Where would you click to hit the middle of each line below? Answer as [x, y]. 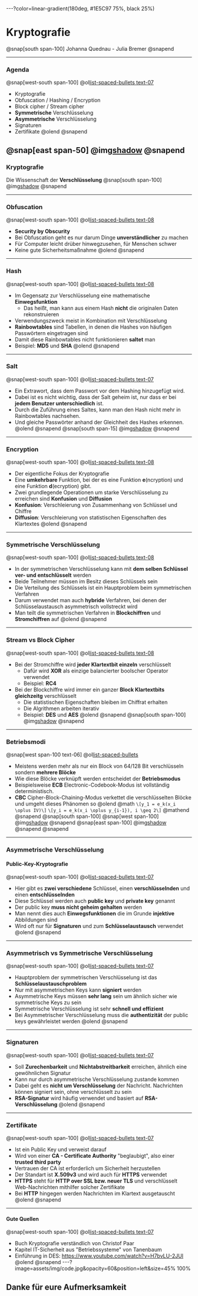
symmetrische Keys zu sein [48, 1003]
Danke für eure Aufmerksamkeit [66, 1287]
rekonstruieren [41, 314]
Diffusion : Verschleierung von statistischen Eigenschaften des [90, 518]
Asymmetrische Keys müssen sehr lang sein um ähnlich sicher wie [96, 996]
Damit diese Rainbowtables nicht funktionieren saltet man [85, 339]
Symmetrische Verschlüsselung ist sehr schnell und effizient [89, 1009]
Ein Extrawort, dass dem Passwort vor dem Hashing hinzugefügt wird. [100, 391]
